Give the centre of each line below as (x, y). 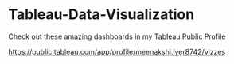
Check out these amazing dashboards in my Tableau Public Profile (117, 36)
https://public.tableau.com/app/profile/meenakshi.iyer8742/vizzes (117, 51)
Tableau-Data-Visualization (101, 15)
